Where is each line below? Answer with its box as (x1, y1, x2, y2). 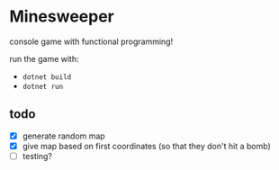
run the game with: (9, 53, 79, 64)
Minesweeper (9, 6, 114, 27)
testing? (22, 150, 52, 161)
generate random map (22, 130, 105, 141)
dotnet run (22, 82, 64, 91)
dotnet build (22, 72, 72, 82)
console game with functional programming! (9, 36, 174, 47)
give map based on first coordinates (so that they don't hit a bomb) (22, 140, 272, 151)
